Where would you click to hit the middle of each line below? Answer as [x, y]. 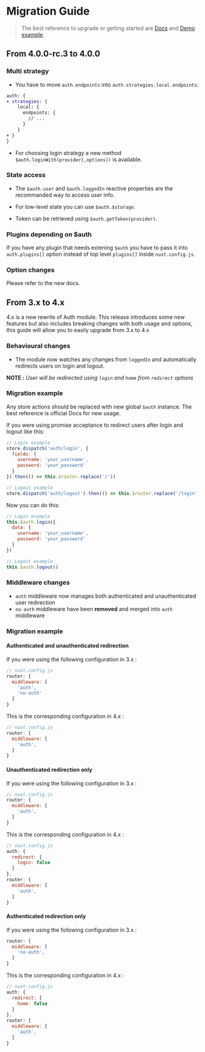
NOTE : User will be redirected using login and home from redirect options [100, 377]
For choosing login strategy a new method [68, 153]
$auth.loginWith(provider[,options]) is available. [78, 159]
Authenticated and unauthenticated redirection [68, 646]
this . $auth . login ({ [31, 522]
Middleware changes [38, 582]
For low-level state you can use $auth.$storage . [75, 206]
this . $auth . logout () [33, 567]
